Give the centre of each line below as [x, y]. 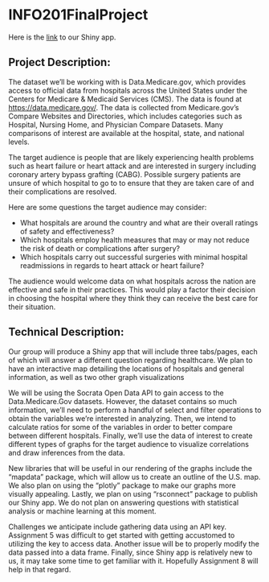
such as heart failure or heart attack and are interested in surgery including [132, 166]
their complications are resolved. [63, 192]
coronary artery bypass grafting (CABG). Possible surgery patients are [124, 174]
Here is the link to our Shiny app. [62, 37]
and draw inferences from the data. [67, 452]
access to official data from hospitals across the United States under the [128, 90]
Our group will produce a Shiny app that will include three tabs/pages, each [133, 351]
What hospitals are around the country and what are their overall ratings [139, 222]
